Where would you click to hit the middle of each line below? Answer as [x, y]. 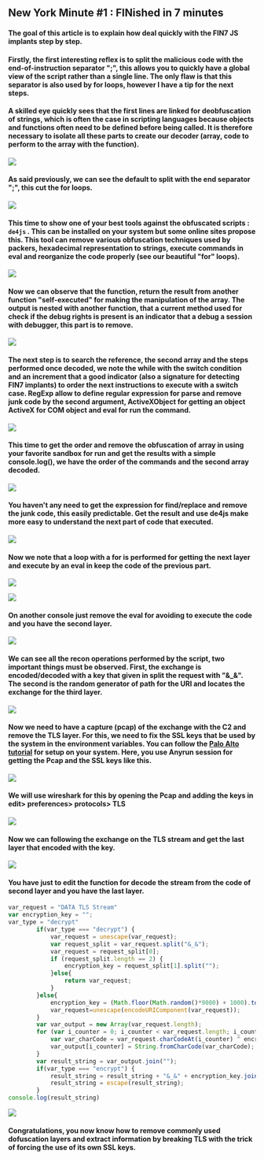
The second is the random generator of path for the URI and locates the [126, 684]
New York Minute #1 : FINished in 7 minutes [116, 13]
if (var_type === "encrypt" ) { [86, 1069]
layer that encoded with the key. [62, 847]
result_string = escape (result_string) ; [117, 1083]
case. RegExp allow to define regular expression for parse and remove [125, 393]
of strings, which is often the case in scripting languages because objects [131, 119]
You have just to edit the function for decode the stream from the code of [130, 882]
